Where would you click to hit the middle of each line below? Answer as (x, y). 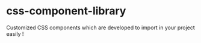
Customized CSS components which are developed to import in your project (101, 27)
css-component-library (66, 11)
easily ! (15, 33)
